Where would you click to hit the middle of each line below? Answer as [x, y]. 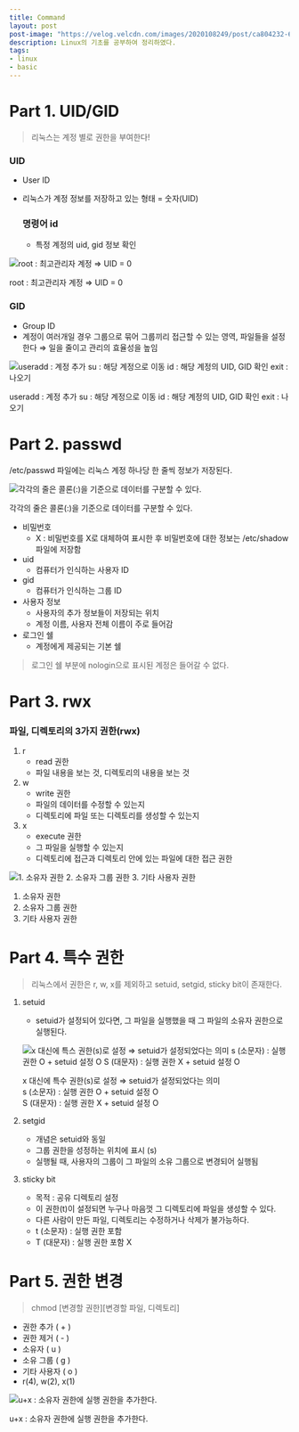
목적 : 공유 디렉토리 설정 [77, 1198]
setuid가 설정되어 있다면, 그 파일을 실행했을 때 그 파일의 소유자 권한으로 [159, 1020]
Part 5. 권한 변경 [66, 1282]
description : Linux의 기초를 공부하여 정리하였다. [93, 42]
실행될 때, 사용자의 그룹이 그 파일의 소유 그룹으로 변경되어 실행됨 [147, 1162]
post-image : [31, 34]
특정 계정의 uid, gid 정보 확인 [86, 245]
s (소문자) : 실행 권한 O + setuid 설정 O [90, 1092]
